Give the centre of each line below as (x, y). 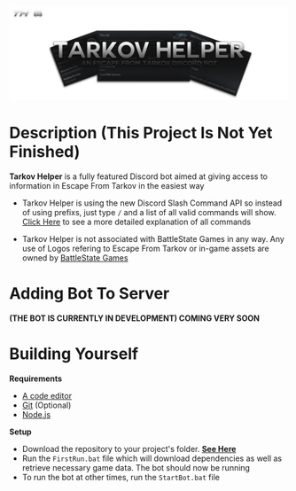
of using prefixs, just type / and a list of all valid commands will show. (149, 212)
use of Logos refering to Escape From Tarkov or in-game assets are (145, 248)
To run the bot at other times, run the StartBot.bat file (121, 477)
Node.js (36, 414)
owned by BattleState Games (75, 257)
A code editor (47, 395)
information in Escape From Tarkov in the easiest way (107, 185)
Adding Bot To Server (90, 293)
